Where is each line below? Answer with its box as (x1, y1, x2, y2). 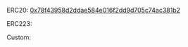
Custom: (6, 33, 32, 41)
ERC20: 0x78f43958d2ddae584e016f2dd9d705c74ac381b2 (6, 6, 181, 14)
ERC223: (6, 20, 32, 27)
